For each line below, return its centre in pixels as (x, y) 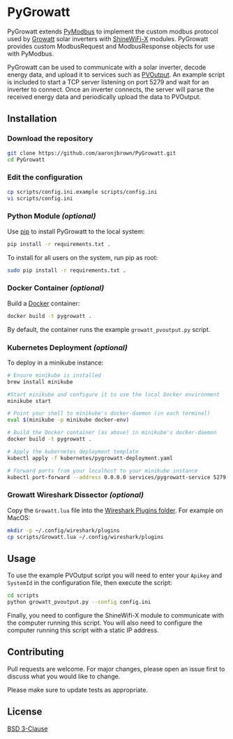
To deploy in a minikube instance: (55, 363)
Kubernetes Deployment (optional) (67, 347)
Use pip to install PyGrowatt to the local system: (76, 231)
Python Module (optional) (52, 216)
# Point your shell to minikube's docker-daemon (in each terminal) (109, 413)
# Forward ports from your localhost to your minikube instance (103, 471)
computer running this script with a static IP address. (83, 630)
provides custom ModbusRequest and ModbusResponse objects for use (111, 46)
